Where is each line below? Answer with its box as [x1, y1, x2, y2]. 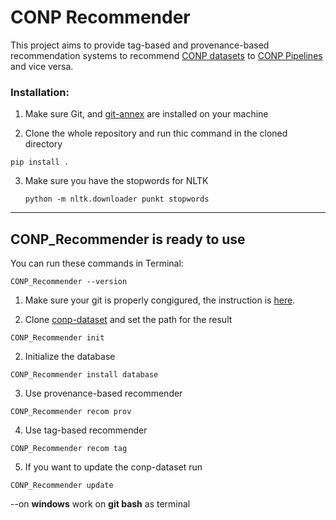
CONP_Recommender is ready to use [10, 231, 246, 248]
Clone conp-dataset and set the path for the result [24, 314, 233, 326]
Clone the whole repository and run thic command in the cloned [24, 127, 288, 140]
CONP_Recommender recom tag [10, 444, 128, 454]
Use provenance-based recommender [24, 387, 183, 400]
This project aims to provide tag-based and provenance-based [10, 39, 270, 51]
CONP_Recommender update [10, 481, 114, 491]
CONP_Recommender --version [10, 277, 128, 287]
